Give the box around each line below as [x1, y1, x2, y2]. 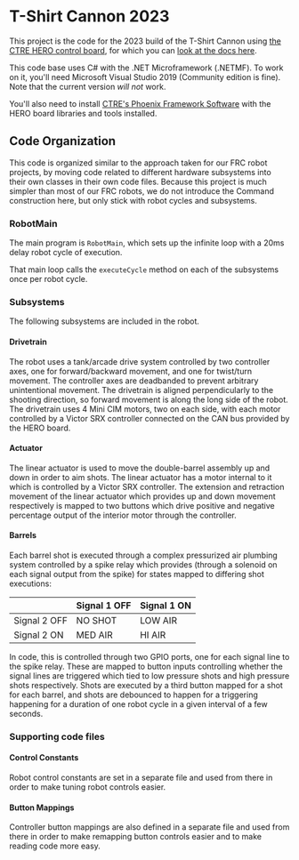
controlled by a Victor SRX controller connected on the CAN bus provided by [9, 413, 290, 423]
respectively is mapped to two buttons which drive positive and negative [9, 500, 276, 510]
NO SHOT [76, 614, 117, 626]
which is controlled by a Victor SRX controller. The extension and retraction [9, 481, 285, 492]
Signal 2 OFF [13, 614, 69, 626]
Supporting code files [9, 730, 105, 743]
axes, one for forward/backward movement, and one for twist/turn [9, 366, 252, 376]
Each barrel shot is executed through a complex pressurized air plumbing [9, 550, 278, 560]
